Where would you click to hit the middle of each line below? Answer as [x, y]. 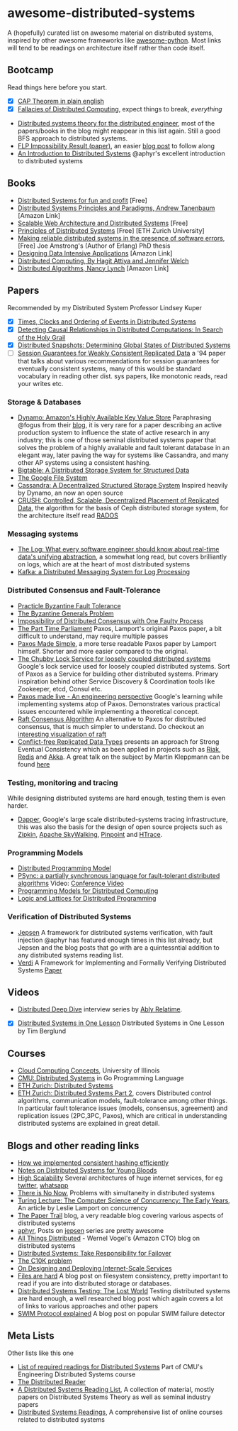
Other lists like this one [41, 1353]
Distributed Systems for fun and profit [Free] [82, 200]
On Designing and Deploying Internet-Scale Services [95, 1268]
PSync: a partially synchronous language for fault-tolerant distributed [119, 876]
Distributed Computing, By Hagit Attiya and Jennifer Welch [103, 261]
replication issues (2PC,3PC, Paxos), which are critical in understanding [122, 1116]
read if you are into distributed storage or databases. [95, 1283]
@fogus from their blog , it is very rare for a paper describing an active [120, 425]
